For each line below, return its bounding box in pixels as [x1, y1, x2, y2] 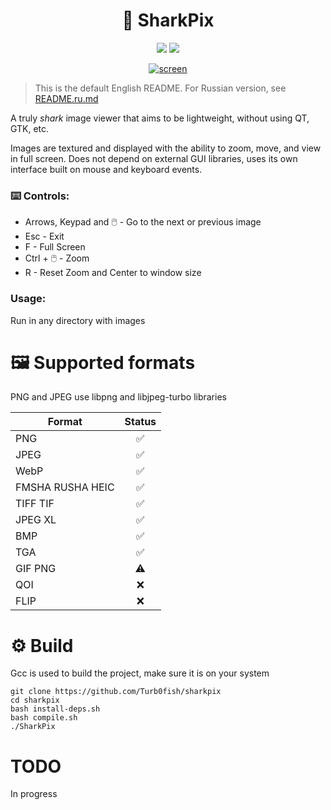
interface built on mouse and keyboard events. [10, 163, 203, 175]
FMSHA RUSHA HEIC [15, 480, 115, 494]
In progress [10, 788, 58, 800]
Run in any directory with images [10, 314, 146, 326]
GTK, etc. [10, 122, 50, 134]
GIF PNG [15, 562, 57, 576]
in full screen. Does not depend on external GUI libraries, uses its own [10, 152, 298, 164]
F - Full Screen [24, 241, 86, 253]
